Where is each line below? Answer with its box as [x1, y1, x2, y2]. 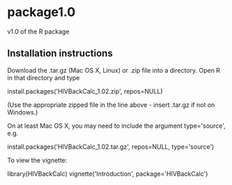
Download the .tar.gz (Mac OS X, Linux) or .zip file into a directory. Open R [7, 66, 221, 74]
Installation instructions [7, 47, 113, 59]
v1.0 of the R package [7, 27, 70, 36]
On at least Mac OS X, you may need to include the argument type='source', [7, 121, 226, 130]
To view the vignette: [7, 156, 68, 164]
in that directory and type [7, 73, 80, 82]
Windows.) [7, 108, 38, 116]
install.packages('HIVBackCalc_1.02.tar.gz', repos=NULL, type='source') [7, 142, 215, 151]
